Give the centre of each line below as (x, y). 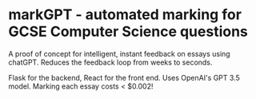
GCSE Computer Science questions (128, 32)
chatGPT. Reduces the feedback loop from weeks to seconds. (110, 62)
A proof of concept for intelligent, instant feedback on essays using (119, 53)
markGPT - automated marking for (125, 15)
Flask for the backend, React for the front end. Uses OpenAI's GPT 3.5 (124, 77)
